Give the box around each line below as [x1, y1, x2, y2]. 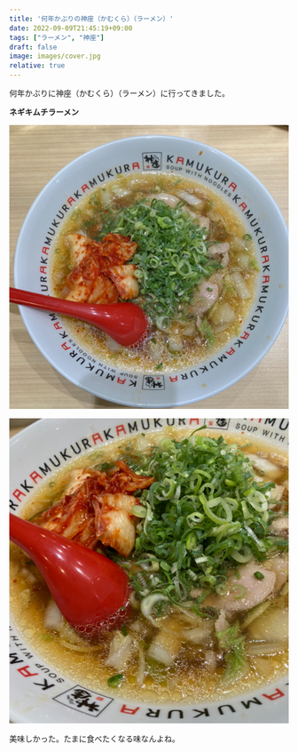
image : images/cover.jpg [9, 52, 101, 61]
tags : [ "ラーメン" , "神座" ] [9, 33, 105, 42]
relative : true [9, 61, 66, 70]
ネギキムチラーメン [9, 107, 80, 117]
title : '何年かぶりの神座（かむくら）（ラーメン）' [9, 14, 174, 23]
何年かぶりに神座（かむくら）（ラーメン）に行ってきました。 [9, 88, 231, 98]
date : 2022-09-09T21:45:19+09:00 [9, 23, 133, 33]
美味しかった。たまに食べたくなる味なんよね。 [9, 733, 180, 744]
